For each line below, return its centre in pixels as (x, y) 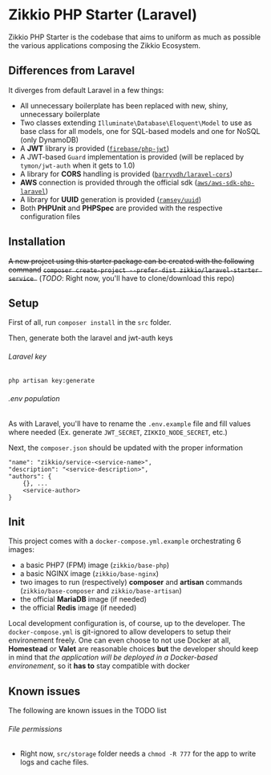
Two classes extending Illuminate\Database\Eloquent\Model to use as (136, 123)
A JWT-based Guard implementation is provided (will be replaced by (132, 156)
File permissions (35, 728)
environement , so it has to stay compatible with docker (99, 666)
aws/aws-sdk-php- (226, 183)
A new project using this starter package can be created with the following (131, 261)
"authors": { (30, 476)
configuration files (50, 216)
